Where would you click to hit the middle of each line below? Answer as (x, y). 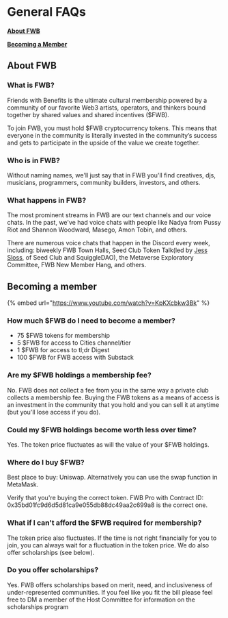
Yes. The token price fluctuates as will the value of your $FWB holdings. (108, 444)
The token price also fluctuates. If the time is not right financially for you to (112, 538)
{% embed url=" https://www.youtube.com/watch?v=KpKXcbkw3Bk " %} (109, 303)
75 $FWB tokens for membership (63, 336)
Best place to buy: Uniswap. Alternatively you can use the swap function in (112, 478)
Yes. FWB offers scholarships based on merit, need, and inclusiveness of (110, 585)
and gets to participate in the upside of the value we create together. (103, 143)
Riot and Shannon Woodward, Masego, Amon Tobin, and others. (97, 230)
